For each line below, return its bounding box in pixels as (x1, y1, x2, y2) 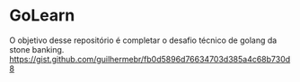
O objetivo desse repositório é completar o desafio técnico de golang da (9, 35, 278, 45)
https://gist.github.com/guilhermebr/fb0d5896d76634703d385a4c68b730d (9, 53, 291, 64)
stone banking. (9, 44, 65, 54)
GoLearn (9, 5, 75, 26)
